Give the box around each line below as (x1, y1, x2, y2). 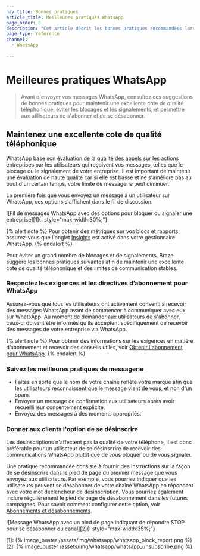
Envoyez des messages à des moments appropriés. (14, 410, 142, 417)
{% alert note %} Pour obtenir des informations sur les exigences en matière (6, 337, 193, 344)
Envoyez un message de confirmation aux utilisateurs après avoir (14, 398, 175, 405)
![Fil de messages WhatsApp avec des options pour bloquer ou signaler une (6, 210, 192, 217)
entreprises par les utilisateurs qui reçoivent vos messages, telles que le (6, 161, 183, 168)
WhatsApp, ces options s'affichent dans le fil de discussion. (6, 198, 153, 205)
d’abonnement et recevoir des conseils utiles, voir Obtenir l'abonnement (6, 343, 183, 351)
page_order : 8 (6, 20, 42, 26)
